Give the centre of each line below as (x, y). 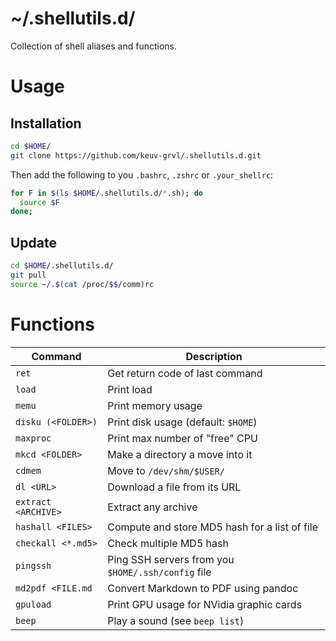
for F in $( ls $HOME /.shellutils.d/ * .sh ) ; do (106, 193)
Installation (46, 123)
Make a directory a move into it (180, 454)
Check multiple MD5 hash (168, 543)
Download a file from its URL (174, 487)
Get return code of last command (185, 373)
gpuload (33, 604)
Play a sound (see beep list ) (176, 620)
